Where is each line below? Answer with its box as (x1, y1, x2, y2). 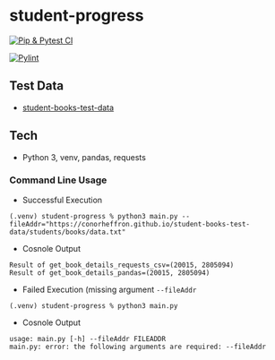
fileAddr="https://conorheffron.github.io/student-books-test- (9, 219, 251, 228)
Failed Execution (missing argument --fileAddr (21, 284, 197, 295)
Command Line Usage (9, 174, 107, 186)
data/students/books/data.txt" (9, 227, 126, 236)
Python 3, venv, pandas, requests (21, 151, 146, 162)
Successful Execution (21, 194, 103, 205)
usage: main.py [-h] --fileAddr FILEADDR (9, 334, 167, 343)
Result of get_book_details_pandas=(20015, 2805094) (9, 268, 211, 278)
